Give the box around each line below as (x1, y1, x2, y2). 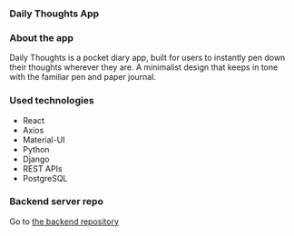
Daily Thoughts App (9, 7, 100, 20)
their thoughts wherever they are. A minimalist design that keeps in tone (9, 62, 279, 73)
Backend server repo (9, 195, 104, 208)
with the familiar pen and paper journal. (9, 72, 157, 83)
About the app (9, 31, 74, 44)
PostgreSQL (22, 172, 68, 183)
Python (22, 143, 50, 154)
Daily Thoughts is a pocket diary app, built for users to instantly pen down (9, 53, 286, 64)
